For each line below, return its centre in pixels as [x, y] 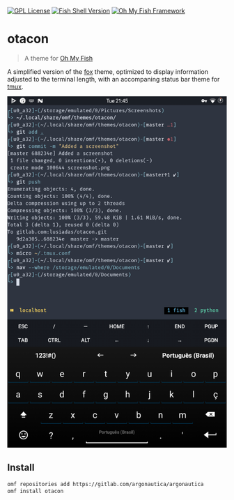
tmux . [15, 86]
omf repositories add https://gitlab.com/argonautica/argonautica [106, 485]
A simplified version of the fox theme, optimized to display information [108, 71]
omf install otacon [36, 492]
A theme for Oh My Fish [58, 58]
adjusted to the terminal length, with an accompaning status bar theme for [114, 79]
